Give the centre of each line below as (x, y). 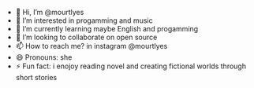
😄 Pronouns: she (44, 57)
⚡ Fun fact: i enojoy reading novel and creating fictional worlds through (131, 66)
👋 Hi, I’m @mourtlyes (50, 12)
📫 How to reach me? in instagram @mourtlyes (92, 46)
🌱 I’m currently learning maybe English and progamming (107, 29)
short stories (36, 77)
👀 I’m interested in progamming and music (84, 20)
